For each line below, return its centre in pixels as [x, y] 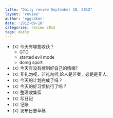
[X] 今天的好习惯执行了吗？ [39, 86]
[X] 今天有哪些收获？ [33, 46]
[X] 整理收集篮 [27, 92]
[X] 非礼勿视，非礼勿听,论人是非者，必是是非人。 [61, 74]
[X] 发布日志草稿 [29, 110]
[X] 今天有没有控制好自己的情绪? [45, 68]
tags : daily [17, 32]
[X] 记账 [20, 104]
